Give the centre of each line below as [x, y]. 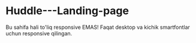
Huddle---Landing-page [67, 11]
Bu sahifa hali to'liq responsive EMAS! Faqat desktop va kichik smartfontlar [98, 27]
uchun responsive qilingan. [39, 33]
